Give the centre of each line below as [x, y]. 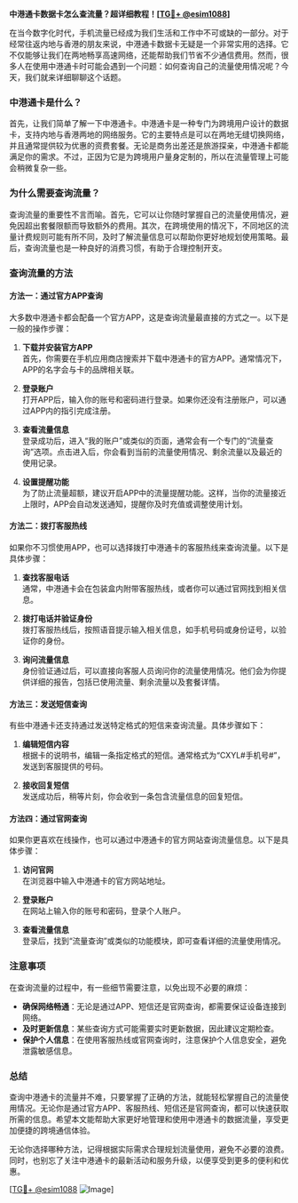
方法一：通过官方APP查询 [56, 296]
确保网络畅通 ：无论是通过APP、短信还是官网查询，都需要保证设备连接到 [154, 1006]
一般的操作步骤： [40, 328]
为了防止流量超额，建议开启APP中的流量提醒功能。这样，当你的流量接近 [154, 493]
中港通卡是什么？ [46, 102]
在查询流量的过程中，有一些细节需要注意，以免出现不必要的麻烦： [129, 987]
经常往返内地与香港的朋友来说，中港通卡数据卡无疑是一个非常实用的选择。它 [149, 44]
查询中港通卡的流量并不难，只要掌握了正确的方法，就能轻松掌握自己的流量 [145, 1096]
